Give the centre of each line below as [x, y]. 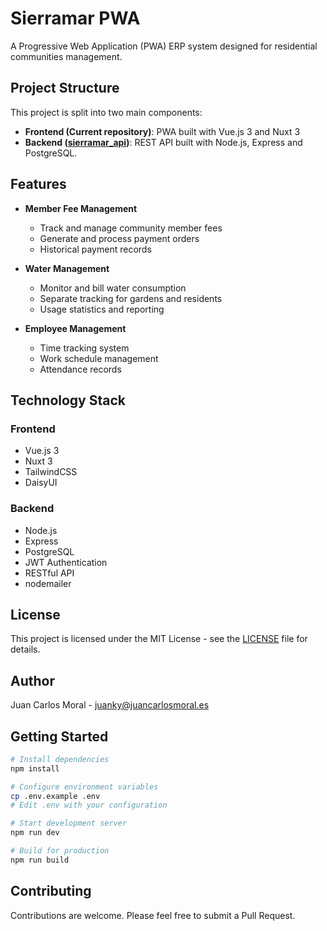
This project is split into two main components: [106, 112]
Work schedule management [99, 358]
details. [25, 649]
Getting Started [59, 736]
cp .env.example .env [55, 796]
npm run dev [35, 833]
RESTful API [49, 573]
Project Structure [65, 88]
